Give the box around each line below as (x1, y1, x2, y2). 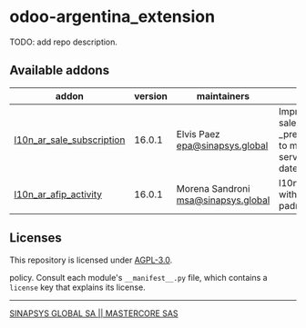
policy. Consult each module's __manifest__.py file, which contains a (9, 272, 268, 283)
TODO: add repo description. (9, 36, 118, 47)
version (133, 89, 168, 102)
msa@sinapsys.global (176, 194, 270, 206)
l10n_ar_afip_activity (14, 188, 103, 201)
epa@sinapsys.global (176, 139, 269, 152)
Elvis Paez (176, 127, 220, 140)
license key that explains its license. (9, 282, 146, 293)
